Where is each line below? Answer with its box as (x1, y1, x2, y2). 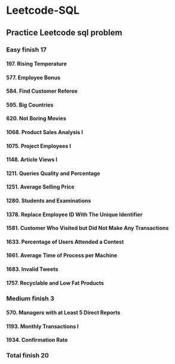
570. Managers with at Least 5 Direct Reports (6, 309, 121, 316)
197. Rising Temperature (6, 60, 67, 68)
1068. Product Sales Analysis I (6, 129, 84, 136)
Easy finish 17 (6, 45, 47, 54)
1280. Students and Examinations (6, 197, 91, 204)
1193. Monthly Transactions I (6, 323, 79, 330)
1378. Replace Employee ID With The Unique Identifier (6, 211, 143, 218)
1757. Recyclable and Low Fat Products (6, 279, 105, 286)
